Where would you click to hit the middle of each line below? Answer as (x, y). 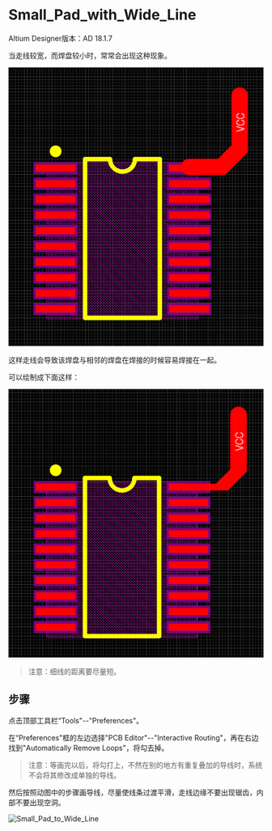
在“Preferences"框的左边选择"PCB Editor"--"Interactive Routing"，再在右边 (134, 737)
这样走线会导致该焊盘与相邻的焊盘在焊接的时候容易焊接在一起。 (115, 360)
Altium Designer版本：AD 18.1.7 (61, 38)
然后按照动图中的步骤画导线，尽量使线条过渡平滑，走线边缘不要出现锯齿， (132, 792)
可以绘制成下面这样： (44, 377)
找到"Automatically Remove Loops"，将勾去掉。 (89, 748)
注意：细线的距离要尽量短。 (74, 671)
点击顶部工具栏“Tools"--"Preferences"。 (76, 720)
